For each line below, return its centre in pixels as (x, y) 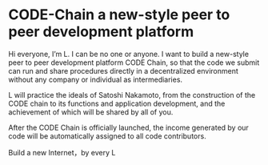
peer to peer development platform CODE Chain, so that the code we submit (134, 62)
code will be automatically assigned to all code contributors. (107, 136)
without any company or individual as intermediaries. (95, 79)
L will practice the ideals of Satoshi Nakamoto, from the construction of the (132, 95)
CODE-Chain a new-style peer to (119, 15)
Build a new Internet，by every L (62, 152)
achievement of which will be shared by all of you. (91, 112)
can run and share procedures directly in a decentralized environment (123, 70)
